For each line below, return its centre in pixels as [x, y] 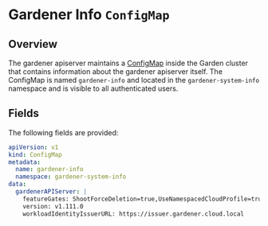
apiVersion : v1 [33, 147]
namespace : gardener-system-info [71, 177]
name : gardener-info [49, 169]
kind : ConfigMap [35, 154]
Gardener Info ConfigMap [89, 15]
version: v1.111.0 [53, 206]
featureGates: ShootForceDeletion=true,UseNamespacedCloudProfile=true [144, 199]
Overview [33, 44]
